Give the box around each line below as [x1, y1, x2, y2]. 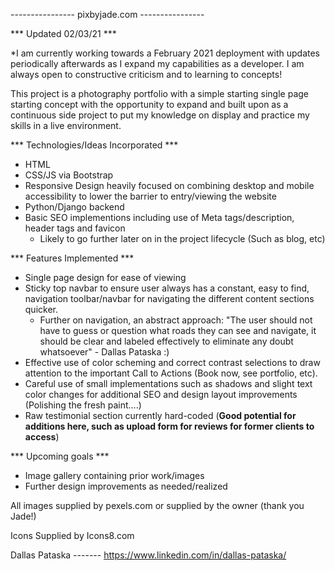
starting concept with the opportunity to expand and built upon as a [10, 99, 289, 110]
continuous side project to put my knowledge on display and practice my [10, 109, 310, 121]
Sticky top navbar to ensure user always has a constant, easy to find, [24, 282, 310, 294]
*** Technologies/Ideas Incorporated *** [10, 139, 179, 151]
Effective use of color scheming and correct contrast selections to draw [24, 357, 321, 368]
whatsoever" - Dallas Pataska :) [39, 346, 170, 358]
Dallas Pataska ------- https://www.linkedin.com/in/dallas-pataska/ [10, 549, 287, 561]
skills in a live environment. [10, 120, 122, 131]
